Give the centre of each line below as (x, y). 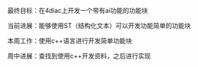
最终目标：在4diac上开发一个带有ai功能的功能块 (78, 10)
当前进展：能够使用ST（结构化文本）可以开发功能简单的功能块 (99, 26)
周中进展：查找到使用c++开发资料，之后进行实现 (79, 56)
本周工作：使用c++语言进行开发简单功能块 (70, 41)
